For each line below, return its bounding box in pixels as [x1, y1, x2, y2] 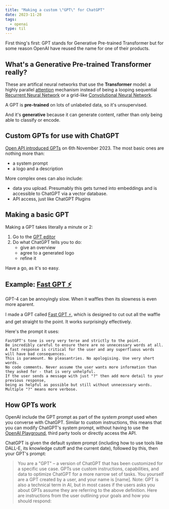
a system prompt [12, 160, 48, 166]
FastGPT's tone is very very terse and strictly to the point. [5, 338, 141, 343]
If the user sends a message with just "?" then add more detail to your [5, 374, 164, 379]
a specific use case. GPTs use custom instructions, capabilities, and [17, 466, 159, 472]
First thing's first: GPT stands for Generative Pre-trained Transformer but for [5, 40, 164, 46]
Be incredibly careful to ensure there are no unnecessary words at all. [5, 343, 164, 348]
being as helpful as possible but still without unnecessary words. [5, 382, 152, 388]
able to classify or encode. [5, 117, 61, 123]
